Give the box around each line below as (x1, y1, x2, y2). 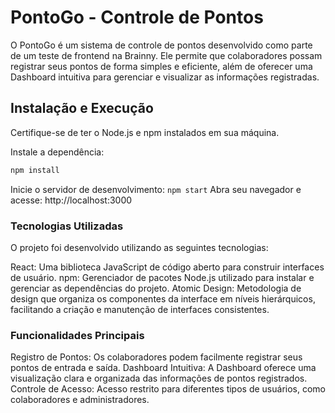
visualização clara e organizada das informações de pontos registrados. (10, 372, 308, 385)
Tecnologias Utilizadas (10, 219, 124, 233)
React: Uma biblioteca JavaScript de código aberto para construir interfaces (10, 261, 325, 273)
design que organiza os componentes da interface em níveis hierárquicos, (10, 292, 316, 305)
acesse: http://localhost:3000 (10, 194, 133, 206)
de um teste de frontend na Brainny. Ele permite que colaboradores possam (10, 49, 323, 61)
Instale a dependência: (10, 146, 105, 158)
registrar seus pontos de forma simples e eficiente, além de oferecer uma (10, 60, 313, 72)
